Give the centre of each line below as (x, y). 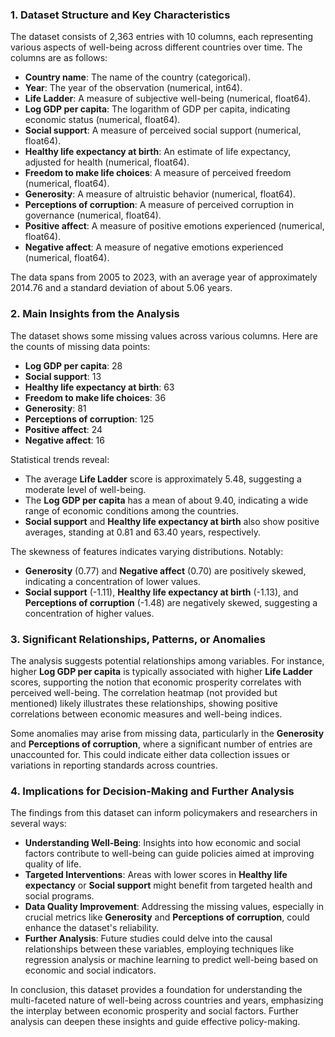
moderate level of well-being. (85, 489)
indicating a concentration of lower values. (112, 581)
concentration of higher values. (89, 613)
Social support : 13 (63, 376)
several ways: (38, 824)
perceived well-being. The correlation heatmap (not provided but (144, 692)
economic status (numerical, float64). (102, 120)
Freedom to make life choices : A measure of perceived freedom (158, 173)
